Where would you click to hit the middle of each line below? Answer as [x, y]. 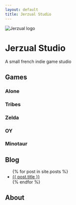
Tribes [13, 104]
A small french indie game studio [38, 61]
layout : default [22, 10]
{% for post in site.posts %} [40, 172]
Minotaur [16, 144]
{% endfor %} [26, 182]
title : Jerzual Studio [28, 14]
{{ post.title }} [26, 177]
